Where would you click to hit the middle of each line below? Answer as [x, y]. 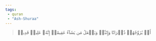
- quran [15, 14]
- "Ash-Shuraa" [23, 19]
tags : [11, 10]
